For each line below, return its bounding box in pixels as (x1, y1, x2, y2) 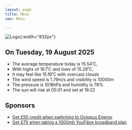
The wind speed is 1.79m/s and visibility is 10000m (12, 77, 114, 83)
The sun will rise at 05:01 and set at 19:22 (12, 87, 95, 93)
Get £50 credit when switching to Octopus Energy (12, 114, 113, 120)
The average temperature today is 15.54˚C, (12, 61, 98, 67)
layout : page (5, 7, 32, 12)
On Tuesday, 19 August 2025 (5, 48, 95, 56)
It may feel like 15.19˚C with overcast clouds (12, 71, 99, 77)
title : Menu (5, 12, 29, 17)
